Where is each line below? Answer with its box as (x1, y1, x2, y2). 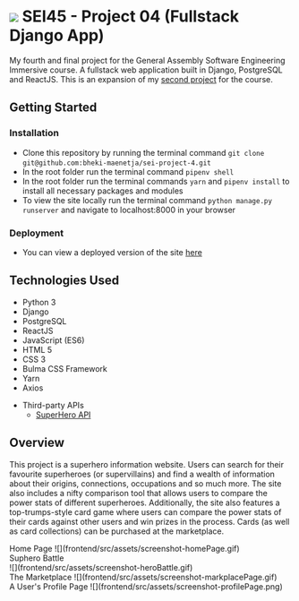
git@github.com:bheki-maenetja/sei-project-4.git (21, 159, 212, 167)
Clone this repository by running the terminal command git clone (21, 147, 265, 158)
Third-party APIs (21, 399, 85, 410)
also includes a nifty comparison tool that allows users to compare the (9, 487, 269, 498)
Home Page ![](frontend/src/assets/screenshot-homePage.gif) (9, 543, 240, 554)
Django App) (9, 25, 105, 46)
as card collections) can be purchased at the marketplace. (9, 526, 225, 537)
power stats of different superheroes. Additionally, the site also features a (9, 497, 280, 508)
